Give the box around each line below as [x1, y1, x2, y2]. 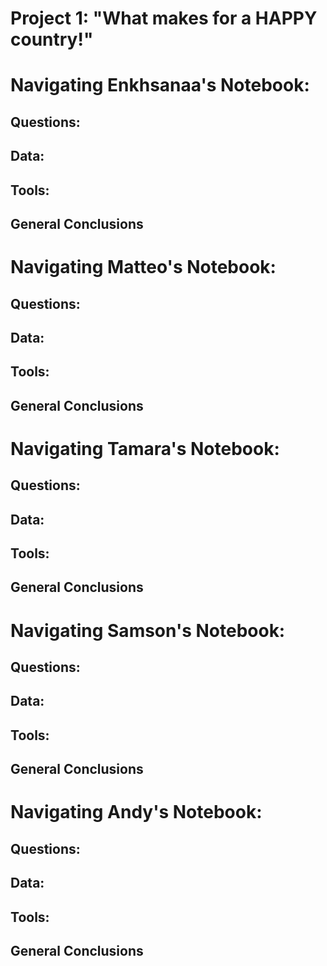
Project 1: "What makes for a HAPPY [10, 7, 318, 30]
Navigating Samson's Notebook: [10, 619, 286, 642]
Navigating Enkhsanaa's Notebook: [10, 74, 310, 97]
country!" [10, 28, 94, 51]
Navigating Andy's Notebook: [10, 801, 263, 824]
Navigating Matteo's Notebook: [10, 256, 277, 279]
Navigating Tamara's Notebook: [10, 437, 280, 460]
